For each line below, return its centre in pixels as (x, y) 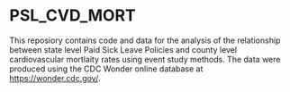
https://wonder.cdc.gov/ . (55, 78)
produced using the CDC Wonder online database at (106, 69)
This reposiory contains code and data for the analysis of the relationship (145, 40)
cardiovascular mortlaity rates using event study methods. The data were (145, 59)
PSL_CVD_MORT (73, 16)
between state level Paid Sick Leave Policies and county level (123, 49)
